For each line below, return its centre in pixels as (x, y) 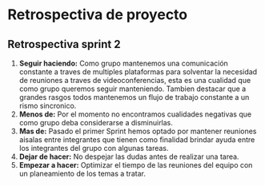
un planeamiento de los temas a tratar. (82, 174)
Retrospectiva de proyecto (98, 15)
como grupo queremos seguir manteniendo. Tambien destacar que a (132, 89)
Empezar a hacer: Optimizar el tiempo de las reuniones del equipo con (136, 165)
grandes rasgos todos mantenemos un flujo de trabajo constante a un (134, 97)
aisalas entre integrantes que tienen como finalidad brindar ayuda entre (137, 140)
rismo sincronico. (48, 106)
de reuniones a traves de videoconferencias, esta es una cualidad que (135, 80)
